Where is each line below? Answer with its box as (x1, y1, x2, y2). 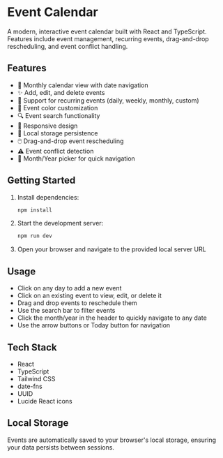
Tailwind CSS (17, 374, 56, 383)
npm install (17, 207, 52, 214)
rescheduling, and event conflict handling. (7, 42, 128, 50)
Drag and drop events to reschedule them (17, 299, 137, 307)
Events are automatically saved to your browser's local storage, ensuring (7, 436, 217, 444)
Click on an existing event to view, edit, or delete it (17, 291, 162, 300)
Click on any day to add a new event (17, 284, 122, 293)
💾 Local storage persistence (17, 128, 98, 137)
